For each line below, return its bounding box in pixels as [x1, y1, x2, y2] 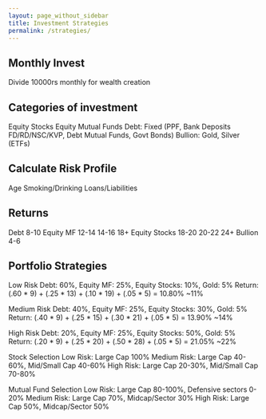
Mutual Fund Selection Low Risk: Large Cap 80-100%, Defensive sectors [8, 385, 248, 394]
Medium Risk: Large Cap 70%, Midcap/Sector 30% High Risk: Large [26, 393, 250, 403]
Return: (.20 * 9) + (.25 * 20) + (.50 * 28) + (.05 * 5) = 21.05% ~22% [8, 337, 237, 346]
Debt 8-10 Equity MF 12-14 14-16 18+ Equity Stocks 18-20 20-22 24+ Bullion [8, 227, 259, 237]
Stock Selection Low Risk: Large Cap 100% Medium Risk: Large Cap [8, 353, 232, 362]
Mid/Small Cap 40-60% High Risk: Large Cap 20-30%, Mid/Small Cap [27, 361, 258, 370]
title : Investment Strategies [8, 19, 109, 27]
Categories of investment [8, 101, 138, 114]
